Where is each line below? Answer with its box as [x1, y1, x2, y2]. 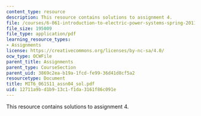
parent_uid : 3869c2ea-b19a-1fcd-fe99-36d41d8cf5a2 [6, 70, 135, 76]
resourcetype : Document [6, 75, 66, 81]
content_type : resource [6, 8, 66, 15]
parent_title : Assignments [6, 59, 74, 65]
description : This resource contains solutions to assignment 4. [6, 14, 172, 20]
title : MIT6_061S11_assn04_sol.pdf [6, 81, 95, 87]
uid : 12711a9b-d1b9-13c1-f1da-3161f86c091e [6, 87, 117, 93]
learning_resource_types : [6, 36, 71, 42]
